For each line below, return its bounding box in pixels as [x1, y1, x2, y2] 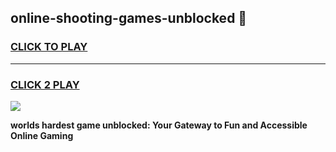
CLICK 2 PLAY [10, 77, 80, 91]
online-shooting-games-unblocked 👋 [10, 10, 248, 27]
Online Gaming [10, 129, 74, 141]
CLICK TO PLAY [10, 40, 88, 54]
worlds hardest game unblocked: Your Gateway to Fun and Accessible [10, 119, 308, 131]
